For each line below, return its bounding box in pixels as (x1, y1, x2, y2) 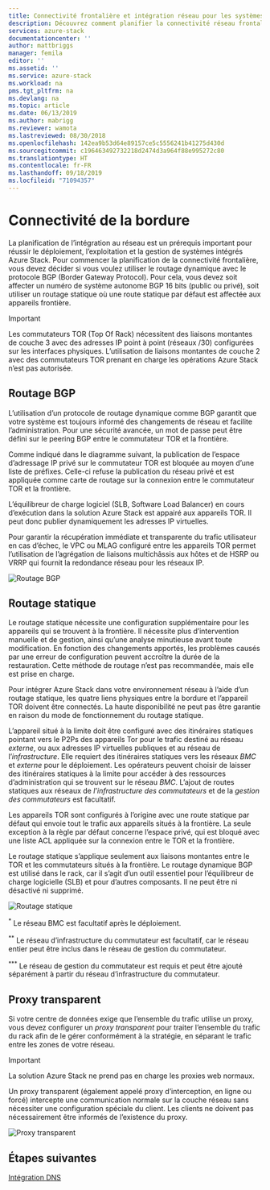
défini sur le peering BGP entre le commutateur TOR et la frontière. (8, 433, 229, 443)
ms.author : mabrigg (8, 117, 74, 125)
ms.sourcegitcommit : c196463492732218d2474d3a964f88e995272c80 (8, 147, 225, 155)
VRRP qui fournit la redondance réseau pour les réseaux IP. (8, 558, 205, 567)
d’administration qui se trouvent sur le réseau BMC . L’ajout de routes (8, 777, 235, 787)
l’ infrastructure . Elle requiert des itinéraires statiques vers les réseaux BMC (8, 752, 256, 761)
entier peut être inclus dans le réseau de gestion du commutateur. (8, 943, 227, 953)
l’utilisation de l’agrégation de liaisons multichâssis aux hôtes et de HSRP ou (8, 549, 260, 558)
